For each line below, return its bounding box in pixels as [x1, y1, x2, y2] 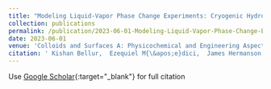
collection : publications [8, 19, 95, 28]
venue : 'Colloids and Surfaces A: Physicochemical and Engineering [8, 42, 240, 50]
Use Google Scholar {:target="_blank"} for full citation [8, 72, 186, 81]
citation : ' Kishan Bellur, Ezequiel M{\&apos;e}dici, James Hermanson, [8, 49, 265, 57]
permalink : [8, 27, 45, 35]
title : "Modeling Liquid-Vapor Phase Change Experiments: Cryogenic [8, 11, 244, 20]
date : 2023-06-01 [8, 34, 67, 43]
